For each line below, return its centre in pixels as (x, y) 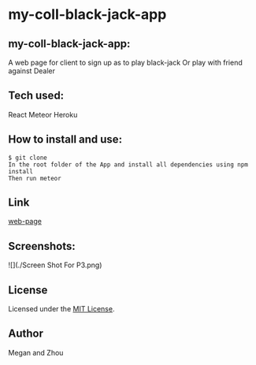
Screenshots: (42, 246)
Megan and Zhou (36, 352)
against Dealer (32, 71)
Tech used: (36, 96)
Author (26, 334)
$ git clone (28, 158)
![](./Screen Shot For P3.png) (55, 265)
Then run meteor (35, 178)
